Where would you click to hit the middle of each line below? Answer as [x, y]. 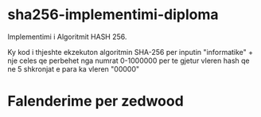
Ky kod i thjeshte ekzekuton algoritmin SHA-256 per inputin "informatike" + [130, 52]
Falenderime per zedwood [95, 101]
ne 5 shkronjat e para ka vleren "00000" [74, 68]
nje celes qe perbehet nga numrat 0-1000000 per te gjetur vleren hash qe [129, 60]
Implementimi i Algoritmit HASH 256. [67, 37]
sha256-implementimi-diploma [113, 15]
